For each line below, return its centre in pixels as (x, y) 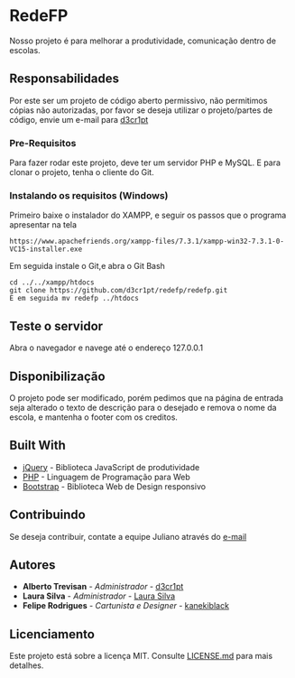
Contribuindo (47, 515)
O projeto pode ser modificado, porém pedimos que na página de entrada (147, 397)
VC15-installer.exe (46, 249)
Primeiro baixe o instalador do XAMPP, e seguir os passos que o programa (148, 215)
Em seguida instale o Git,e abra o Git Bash (87, 266)
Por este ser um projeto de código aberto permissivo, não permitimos (138, 100)
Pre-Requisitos (43, 143)
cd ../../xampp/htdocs (52, 283)
